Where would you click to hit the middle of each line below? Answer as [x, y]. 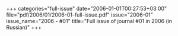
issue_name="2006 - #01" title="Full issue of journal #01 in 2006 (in [89, 21]
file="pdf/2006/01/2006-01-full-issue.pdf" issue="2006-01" [80, 15]
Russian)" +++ [24, 27]
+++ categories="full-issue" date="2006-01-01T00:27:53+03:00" [87, 9]
